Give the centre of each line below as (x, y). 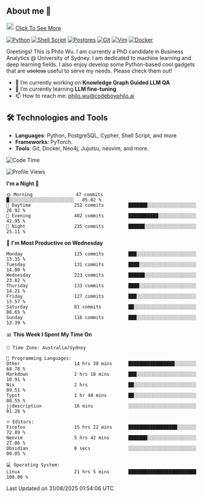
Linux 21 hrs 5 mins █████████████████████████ (101, 472)
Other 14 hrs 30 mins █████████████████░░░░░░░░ (101, 364)
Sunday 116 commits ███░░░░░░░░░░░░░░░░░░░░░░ (101, 317)
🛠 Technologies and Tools (57, 118)
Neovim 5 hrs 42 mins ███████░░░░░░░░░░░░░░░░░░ (101, 437)
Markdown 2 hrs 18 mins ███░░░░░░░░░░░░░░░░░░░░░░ (101, 374)
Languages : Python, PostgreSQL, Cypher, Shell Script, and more (96, 135)
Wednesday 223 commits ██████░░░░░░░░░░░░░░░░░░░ (101, 275)
